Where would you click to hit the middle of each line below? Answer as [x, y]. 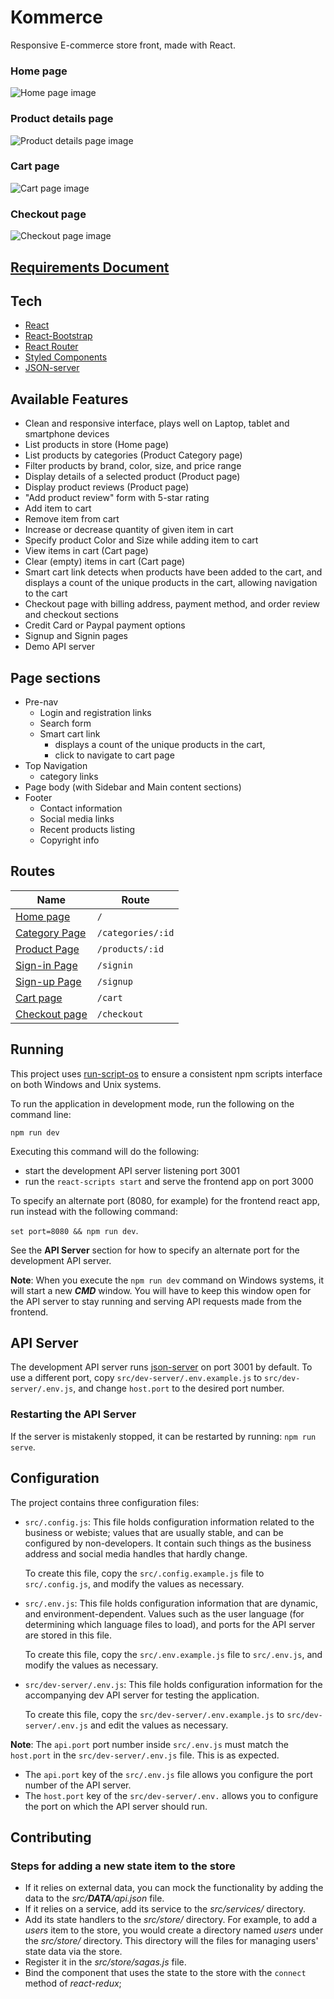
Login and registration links [95, 712]
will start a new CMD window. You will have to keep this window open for [161, 1290]
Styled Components [66, 357]
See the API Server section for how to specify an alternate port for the [155, 1250]
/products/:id [130, 949]
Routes [33, 871]
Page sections [56, 677]
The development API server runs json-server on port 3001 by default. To [161, 1367]
